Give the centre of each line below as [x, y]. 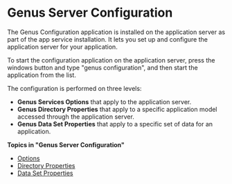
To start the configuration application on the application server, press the [111, 60]
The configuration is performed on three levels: [74, 88]
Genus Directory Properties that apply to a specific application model [117, 109]
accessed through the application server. [76, 117]
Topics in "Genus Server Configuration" [66, 144]
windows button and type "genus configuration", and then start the [103, 67]
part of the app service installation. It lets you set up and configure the [107, 39]
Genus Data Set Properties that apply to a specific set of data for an [115, 124]
